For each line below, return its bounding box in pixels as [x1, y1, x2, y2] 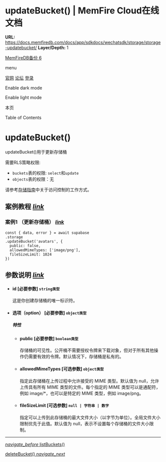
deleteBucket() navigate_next [5, 451, 65, 457]
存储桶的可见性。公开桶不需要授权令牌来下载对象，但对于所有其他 [19, 348, 154, 354]
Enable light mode [5, 94, 42, 100]
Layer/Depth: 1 [38, 45, 69, 51]
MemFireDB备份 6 [5, 54, 42, 60]
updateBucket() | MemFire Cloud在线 [5, 5, 160, 16]
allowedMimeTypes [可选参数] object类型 [19, 365, 104, 372]
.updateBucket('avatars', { [5, 239, 63, 244]
